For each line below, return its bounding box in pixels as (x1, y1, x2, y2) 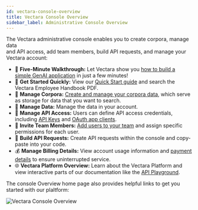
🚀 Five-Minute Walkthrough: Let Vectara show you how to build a (14, 66, 176, 73)
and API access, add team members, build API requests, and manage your (6, 48, 187, 55)
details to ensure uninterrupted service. (14, 156, 111, 163)
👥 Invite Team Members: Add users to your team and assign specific (14, 122, 183, 129)
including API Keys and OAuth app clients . (14, 116, 117, 123)
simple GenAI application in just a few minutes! (14, 72, 128, 79)
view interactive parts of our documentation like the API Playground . (14, 169, 180, 176)
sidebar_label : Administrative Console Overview (6, 19, 128, 25)
